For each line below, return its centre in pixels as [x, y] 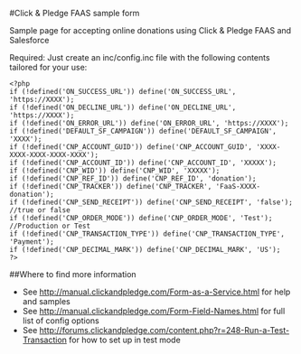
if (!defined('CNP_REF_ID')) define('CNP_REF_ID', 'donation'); [133, 179]
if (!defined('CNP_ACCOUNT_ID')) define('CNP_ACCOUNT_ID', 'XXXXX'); [143, 163]
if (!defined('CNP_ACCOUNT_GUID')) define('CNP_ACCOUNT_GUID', [131, 147]
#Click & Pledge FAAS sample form [75, 13]
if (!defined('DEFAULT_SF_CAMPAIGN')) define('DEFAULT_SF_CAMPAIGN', [143, 131]
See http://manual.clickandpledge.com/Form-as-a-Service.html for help [156, 292]
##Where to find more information [73, 274]
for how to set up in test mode [125, 340]
